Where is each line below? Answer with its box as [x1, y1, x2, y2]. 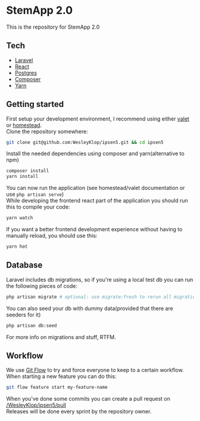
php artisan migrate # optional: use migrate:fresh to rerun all [6, 294, 171, 300]
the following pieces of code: [6, 282, 77, 290]
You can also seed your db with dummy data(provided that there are [6, 305, 174, 312]
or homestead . [6, 121, 42, 128]
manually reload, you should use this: [6, 232, 98, 239]
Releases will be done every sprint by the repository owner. [6, 408, 152, 415]
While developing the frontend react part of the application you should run [6, 197, 189, 204]
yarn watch [6, 215, 33, 221]
